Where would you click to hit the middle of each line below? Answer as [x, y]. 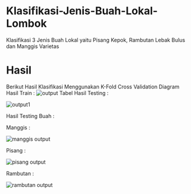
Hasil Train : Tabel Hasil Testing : [57, 93]
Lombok [27, 23]
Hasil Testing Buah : [30, 116]
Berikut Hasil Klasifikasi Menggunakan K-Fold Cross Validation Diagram [93, 87]
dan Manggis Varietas [33, 46]
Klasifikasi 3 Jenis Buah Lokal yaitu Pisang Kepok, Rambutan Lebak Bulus [96, 40]
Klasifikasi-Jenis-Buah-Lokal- [82, 11]
